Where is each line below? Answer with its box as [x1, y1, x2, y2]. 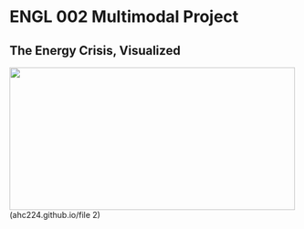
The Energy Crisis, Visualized [9, 43, 181, 58]
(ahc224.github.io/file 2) [9, 210, 100, 220]
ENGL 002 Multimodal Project [9, 6, 239, 27]
